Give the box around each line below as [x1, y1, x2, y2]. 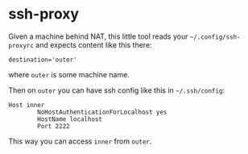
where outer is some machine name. [8, 69, 130, 79]
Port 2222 [37, 122, 70, 130]
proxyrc [8, 41, 35, 49]
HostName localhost [37, 114, 103, 123]
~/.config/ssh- [189, 33, 241, 41]
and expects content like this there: [35, 40, 152, 49]
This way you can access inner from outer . [8, 136, 152, 146]
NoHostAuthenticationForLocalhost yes [37, 108, 167, 116]
